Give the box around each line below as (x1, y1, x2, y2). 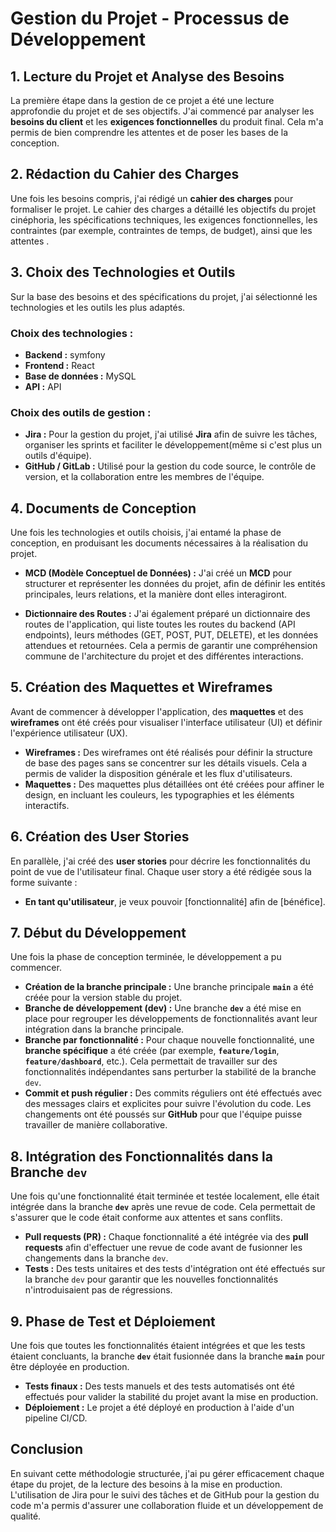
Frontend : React (24, 359, 95, 371)
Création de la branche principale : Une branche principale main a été (24, 981, 314, 993)
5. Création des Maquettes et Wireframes (10, 679, 273, 696)
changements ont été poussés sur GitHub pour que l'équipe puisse (24, 1108, 303, 1121)
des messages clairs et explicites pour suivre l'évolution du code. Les (24, 1098, 312, 1110)
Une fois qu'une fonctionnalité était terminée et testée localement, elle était (10, 1190, 320, 1202)
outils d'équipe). (24, 450, 92, 462)
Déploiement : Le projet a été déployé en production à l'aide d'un (24, 1402, 295, 1414)
